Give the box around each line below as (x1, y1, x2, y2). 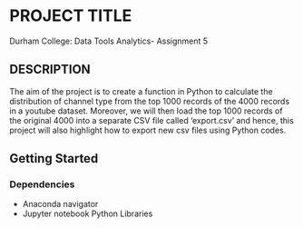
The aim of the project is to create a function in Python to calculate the (9, 85, 274, 96)
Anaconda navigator (22, 199, 99, 210)
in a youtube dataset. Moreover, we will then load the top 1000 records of (9, 105, 283, 116)
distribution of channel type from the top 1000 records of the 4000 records (9, 95, 290, 106)
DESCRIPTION (9, 62, 91, 77)
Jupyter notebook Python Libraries (22, 208, 153, 219)
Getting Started (9, 151, 99, 166)
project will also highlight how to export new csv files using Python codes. (9, 124, 287, 135)
